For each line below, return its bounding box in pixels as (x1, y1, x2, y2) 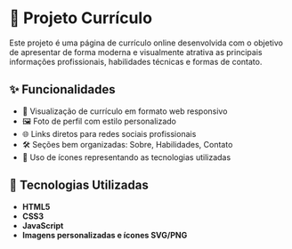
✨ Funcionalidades (9, 82, 116, 97)
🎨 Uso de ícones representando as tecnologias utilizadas (21, 151, 231, 163)
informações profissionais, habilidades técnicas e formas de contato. (9, 56, 263, 67)
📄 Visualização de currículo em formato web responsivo (21, 106, 228, 116)
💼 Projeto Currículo (9, 8, 153, 28)
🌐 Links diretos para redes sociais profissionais (21, 128, 197, 139)
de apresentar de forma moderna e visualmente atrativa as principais (9, 46, 263, 57)
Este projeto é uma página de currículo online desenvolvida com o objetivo (9, 37, 283, 48)
